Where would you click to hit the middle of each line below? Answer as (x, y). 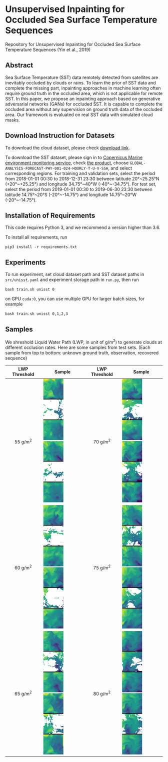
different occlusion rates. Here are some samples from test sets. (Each (78, 347)
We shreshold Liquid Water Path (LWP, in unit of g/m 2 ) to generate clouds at (84, 342)
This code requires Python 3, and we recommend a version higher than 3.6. (83, 227)
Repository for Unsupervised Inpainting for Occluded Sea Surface (73, 44)
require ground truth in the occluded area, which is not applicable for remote (84, 93)
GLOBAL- (138, 163)
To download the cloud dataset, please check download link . (67, 147)
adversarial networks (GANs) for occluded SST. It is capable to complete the (84, 104)
